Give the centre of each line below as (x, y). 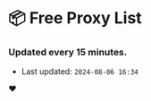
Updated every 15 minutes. (68, 53)
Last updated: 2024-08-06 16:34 (80, 72)
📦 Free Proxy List (75, 18)
